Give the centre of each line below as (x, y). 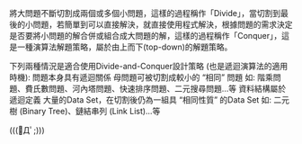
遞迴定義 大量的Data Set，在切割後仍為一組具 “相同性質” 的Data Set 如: (141, 100)
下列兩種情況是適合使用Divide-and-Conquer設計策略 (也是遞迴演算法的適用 (149, 66)
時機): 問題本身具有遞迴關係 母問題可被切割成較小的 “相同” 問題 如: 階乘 (142, 77)
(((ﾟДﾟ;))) (27, 130)
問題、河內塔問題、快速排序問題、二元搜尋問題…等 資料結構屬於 (167, 89)
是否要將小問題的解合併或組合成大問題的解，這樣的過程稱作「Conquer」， (146, 36)
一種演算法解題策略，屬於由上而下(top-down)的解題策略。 (124, 47)
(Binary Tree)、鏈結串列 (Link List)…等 (90, 111)
